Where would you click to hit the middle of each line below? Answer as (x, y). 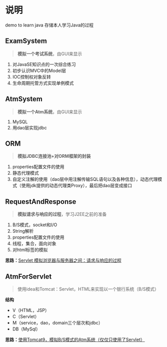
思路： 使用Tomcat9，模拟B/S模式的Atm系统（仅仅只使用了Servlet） (75, 340)
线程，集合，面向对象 (34, 244)
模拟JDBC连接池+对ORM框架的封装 (54, 156)
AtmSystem (24, 99)
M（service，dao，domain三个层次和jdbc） (58, 323)
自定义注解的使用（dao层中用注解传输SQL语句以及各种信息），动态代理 (85, 179)
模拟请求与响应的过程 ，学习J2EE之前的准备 (62, 214)
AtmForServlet (28, 276)
